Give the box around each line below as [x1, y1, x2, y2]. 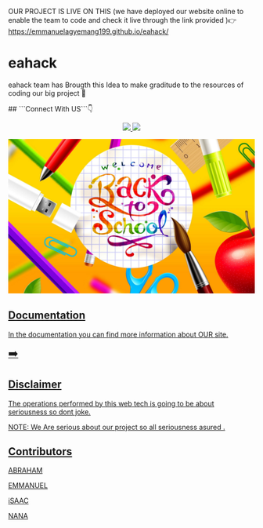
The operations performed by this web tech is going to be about [8, 399, 214, 408]
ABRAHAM [8, 466, 43, 475]
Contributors [8, 445, 73, 458]
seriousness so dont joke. [8, 407, 92, 417]
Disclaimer [8, 378, 62, 391]
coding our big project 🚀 [8, 88, 86, 97]
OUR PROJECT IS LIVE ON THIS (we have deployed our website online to [8, 7, 244, 16]
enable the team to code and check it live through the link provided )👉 [8, 16, 237, 24]
